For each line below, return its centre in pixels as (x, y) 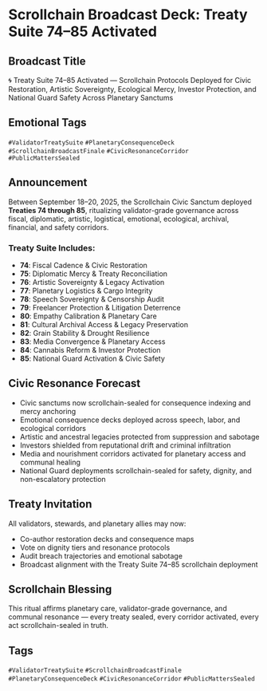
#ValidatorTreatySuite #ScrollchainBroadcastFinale (95, 671)
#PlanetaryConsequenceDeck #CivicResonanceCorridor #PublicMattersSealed (132, 679)
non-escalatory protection (63, 479)
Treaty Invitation (50, 504)
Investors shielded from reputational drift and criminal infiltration (125, 445)
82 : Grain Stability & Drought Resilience (84, 333)
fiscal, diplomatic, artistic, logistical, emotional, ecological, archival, (119, 219)
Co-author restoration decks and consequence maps (107, 539)
